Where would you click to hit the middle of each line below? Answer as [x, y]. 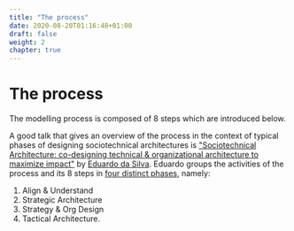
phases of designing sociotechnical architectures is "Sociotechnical [133, 145]
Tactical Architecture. [61, 219]
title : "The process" [49, 17]
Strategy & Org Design [63, 210]
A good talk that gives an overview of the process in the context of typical [144, 136]
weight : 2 [27, 42]
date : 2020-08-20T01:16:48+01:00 [71, 26]
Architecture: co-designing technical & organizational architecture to [134, 155]
